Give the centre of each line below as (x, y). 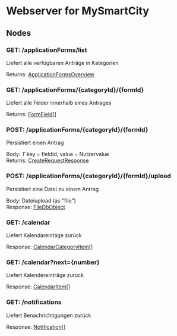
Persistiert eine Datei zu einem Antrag (53, 189)
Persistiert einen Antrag (35, 143)
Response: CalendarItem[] (38, 287)
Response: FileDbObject (36, 207)
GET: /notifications (34, 302)
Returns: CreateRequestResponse (48, 161)
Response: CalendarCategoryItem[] (50, 247)
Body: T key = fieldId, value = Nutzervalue (58, 154)
